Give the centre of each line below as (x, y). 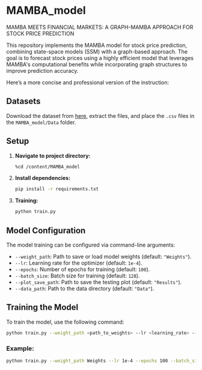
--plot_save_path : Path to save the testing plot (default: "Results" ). (98, 282)
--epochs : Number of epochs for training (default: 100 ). (82, 269)
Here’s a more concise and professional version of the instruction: (88, 82)
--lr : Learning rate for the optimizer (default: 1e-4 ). (78, 263)
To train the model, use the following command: (65, 322)
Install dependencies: (43, 178)
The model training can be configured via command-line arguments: (91, 245)
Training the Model (42, 307)
